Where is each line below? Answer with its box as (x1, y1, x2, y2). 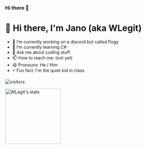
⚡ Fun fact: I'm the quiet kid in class (12, 67, 85, 73)
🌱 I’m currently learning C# (12, 44, 67, 50)
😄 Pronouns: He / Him (12, 61, 58, 68)
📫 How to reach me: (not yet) (12, 55, 73, 60)
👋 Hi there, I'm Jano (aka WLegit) (5, 23, 142, 34)
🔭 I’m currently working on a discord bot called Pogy (12, 39, 119, 45)
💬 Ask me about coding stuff (12, 49, 70, 55)
